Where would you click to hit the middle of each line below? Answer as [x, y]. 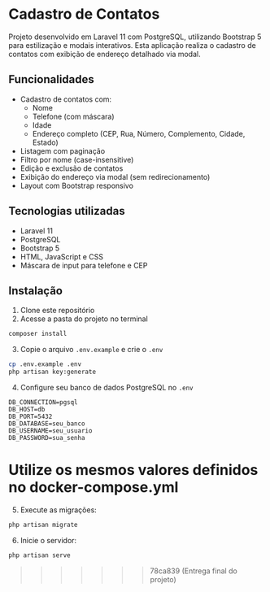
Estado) [45, 142]
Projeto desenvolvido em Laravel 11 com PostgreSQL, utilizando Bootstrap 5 [135, 37]
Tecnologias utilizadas [67, 211]
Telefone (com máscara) [74, 116]
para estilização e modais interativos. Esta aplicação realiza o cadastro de [132, 45]
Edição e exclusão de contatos [72, 168]
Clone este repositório [57, 311]
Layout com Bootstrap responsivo [77, 185]
